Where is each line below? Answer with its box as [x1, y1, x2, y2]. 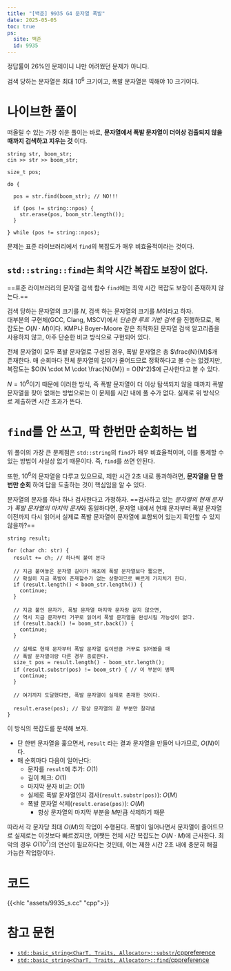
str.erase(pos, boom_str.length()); [19, 211, 125, 218]
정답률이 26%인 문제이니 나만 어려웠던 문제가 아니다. [7, 62, 150, 70]
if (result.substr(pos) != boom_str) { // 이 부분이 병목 [13, 666, 174, 673]
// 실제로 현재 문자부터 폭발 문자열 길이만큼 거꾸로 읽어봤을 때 [13, 645, 170, 652]
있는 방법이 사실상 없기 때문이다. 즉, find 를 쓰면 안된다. [7, 457, 155, 465]
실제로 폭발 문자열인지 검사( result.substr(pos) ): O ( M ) [27, 791, 178, 799]
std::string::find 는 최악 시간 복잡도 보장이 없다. [7, 264, 208, 276]
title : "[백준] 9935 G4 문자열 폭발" [7, 10, 106, 17]
